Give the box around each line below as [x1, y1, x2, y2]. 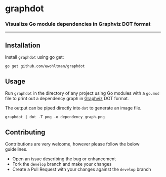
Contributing [5, 128, 45, 136]
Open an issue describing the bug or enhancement [12, 156, 116, 162]
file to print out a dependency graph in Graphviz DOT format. [5, 96, 129, 102]
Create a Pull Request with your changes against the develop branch [12, 166, 152, 172]
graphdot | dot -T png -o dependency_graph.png [5, 114, 105, 120]
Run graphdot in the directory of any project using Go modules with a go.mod [5, 90, 160, 96]
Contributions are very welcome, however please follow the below [5, 141, 140, 147]
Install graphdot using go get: [5, 54, 64, 60]
